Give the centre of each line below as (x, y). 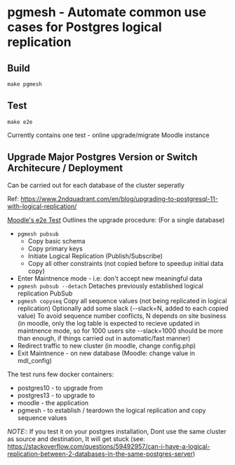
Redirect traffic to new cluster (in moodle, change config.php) (107, 345)
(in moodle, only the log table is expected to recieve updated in (108, 323)
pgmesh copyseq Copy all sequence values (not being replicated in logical (122, 300)
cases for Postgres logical (85, 27)
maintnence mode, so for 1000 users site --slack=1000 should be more (120, 331)
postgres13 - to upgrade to (56, 395)
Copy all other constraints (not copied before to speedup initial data (126, 263)
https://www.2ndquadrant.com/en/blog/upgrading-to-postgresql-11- (120, 198)
